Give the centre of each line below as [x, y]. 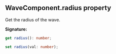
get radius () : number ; [28, 38]
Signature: [16, 29]
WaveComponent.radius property [58, 8]
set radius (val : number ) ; [32, 47]
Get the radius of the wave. [33, 19]
